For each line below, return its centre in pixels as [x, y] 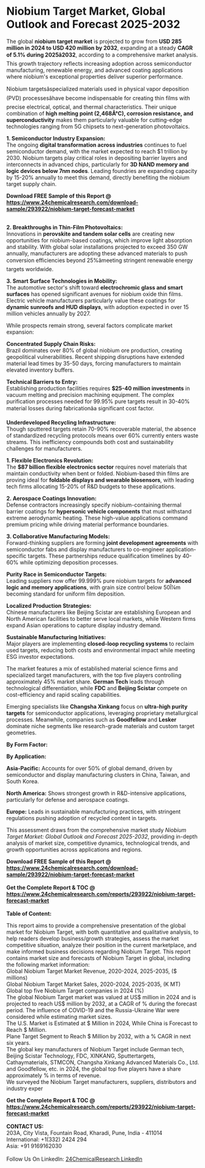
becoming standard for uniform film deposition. [66, 594]
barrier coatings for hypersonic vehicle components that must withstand [99, 511]
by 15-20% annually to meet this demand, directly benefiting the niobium [98, 177]
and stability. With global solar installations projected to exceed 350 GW [97, 247]
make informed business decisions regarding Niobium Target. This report [99, 951]
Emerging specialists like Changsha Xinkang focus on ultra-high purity [97, 706]
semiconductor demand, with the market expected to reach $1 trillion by [97, 151]
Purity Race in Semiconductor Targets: [57, 574]
